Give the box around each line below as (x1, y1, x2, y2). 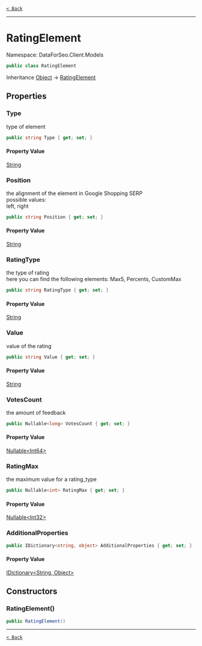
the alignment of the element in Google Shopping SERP (6, 190, 143, 197)
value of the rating (6, 342, 52, 349)
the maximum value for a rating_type (6, 476, 97, 483)
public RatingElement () (6, 618, 66, 624)
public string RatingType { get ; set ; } (6, 287, 109, 293)
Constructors (6, 586, 58, 597)
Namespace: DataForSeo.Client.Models (6, 51, 104, 58)
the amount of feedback (6, 409, 66, 416)
